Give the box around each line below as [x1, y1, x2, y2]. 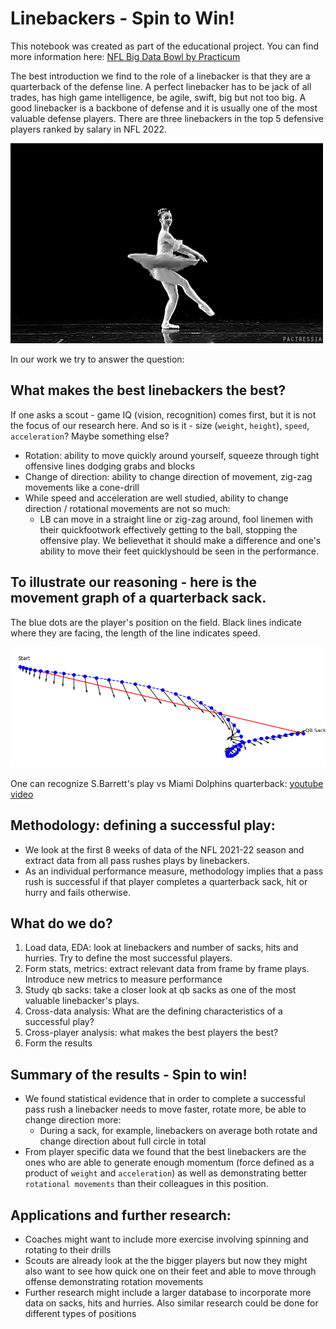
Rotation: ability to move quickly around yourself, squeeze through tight [24, 449, 320, 461]
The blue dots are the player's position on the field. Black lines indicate [10, 616, 302, 628]
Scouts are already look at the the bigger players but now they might [24, 1254, 308, 1266]
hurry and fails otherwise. [24, 886, 131, 898]
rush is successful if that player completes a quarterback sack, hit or [24, 875, 308, 887]
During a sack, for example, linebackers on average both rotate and [39, 1125, 318, 1137]
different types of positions [24, 1307, 137, 1319]
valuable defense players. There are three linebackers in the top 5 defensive [10, 112, 324, 124]
